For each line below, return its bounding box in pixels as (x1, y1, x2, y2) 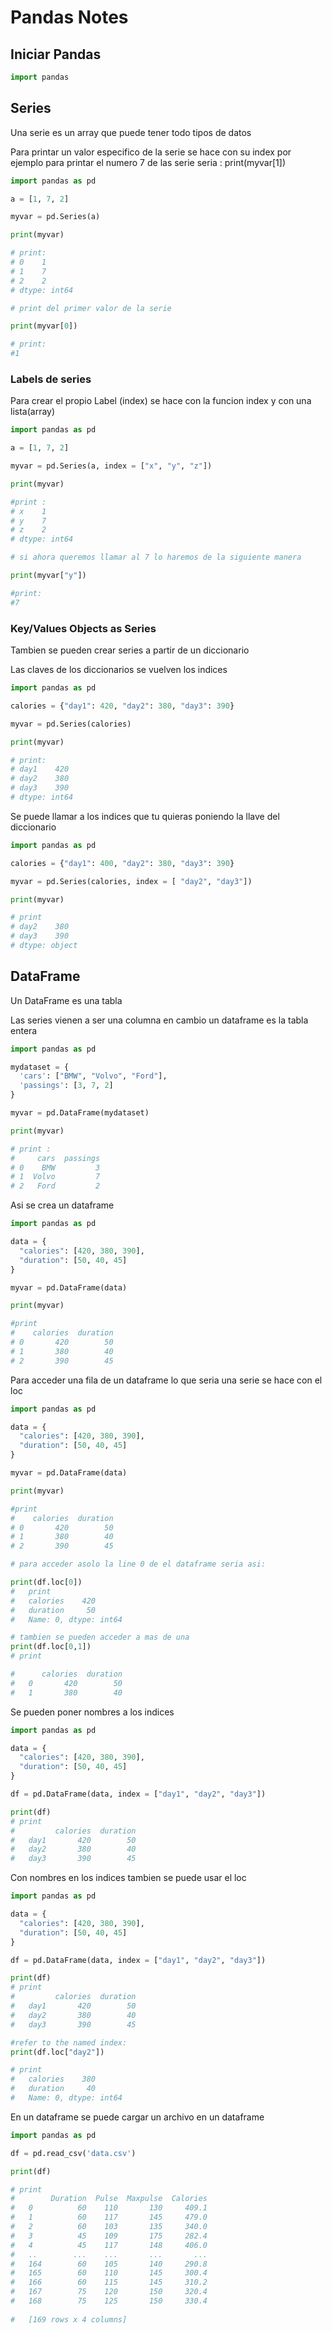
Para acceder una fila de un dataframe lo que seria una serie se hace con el (10, 1374, 323, 1386)
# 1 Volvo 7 (10, 1172, 101, 1182)
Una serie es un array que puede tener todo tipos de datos (10, 126, 252, 138)
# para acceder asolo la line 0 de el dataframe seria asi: (10, 1559, 267, 1570)
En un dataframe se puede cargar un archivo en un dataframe (10, 2111, 265, 2123)
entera (10, 1024, 38, 1036)
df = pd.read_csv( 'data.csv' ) (10, 2148, 137, 2158)
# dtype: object (10, 941, 78, 951)
